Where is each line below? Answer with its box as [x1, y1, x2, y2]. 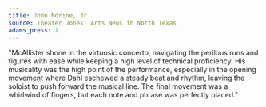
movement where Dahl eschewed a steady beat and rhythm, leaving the [8, 73, 245, 83]
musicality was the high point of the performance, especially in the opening [8, 65, 257, 75]
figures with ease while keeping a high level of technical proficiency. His [8, 56, 246, 66]
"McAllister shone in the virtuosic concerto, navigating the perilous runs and [8, 48, 259, 58]
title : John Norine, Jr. [8, 11, 91, 20]
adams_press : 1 [8, 26, 59, 34]
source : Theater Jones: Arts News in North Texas [8, 19, 177, 27]
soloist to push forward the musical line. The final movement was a [8, 82, 228, 91]
